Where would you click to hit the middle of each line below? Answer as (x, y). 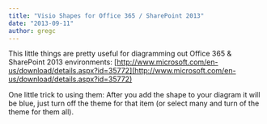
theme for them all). (41, 112)
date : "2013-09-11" (41, 23)
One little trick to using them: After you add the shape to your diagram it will (134, 95)
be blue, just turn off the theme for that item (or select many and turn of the (134, 103)
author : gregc (32, 31)
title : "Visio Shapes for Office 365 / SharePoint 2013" (106, 16)
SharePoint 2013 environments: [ (63, 62)
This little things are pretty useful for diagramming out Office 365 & (120, 54)
